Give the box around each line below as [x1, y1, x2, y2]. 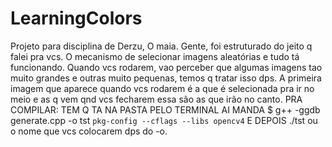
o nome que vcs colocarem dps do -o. [10, 125, 168, 137]
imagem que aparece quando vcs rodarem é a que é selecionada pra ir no [10, 82, 315, 94]
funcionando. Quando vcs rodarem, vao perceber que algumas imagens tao [10, 61, 323, 73]
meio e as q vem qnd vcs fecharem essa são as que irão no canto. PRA [10, 93, 303, 105]
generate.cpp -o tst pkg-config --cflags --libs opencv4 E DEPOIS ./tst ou [10, 114, 318, 126]
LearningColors [10, 7, 143, 30]
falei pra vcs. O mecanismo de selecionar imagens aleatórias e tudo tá [10, 50, 300, 62]
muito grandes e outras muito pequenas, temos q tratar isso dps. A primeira [10, 72, 322, 84]
